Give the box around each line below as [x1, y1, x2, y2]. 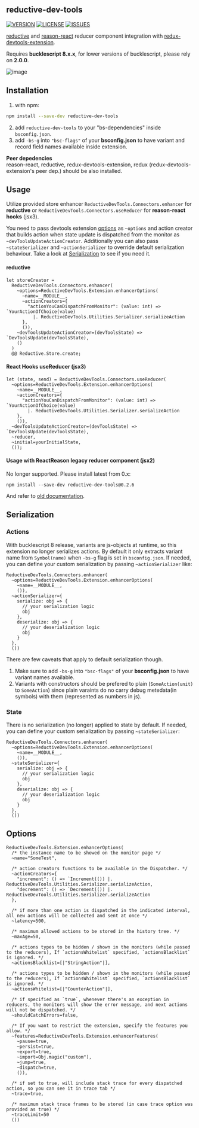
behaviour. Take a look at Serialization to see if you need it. [6, 250, 151, 257]
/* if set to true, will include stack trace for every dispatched [11, 1080, 183, 1086]
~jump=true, [17, 1059, 46, 1065]
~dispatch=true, [17, 1065, 58, 1071]
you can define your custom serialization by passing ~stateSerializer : [6, 727, 180, 735]
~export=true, [17, 1048, 52, 1055]
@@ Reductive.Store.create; [11, 350, 82, 357]
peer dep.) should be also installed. [35, 167, 123, 174]
